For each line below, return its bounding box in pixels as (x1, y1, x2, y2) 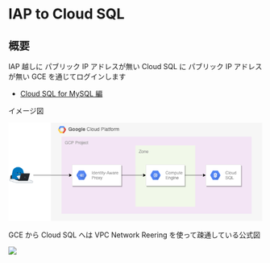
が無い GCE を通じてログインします (8, 72, 127, 81)
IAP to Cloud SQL (8, 5, 125, 23)
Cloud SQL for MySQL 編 (19, 89, 103, 98)
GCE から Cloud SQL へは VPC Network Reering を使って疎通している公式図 (8, 230, 260, 240)
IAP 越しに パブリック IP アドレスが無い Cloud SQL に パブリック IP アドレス (8, 62, 263, 71)
